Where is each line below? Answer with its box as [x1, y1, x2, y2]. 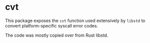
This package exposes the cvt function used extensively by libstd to [5, 18, 146, 23]
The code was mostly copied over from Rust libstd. [5, 32, 108, 38]
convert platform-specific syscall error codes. [5, 22, 98, 28]
